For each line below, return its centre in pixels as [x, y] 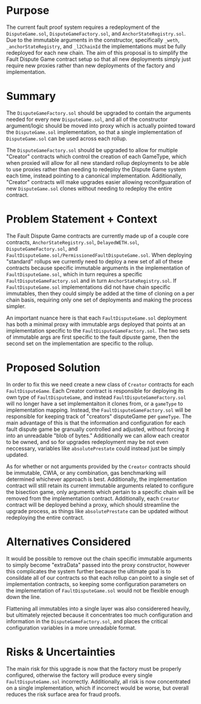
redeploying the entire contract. [45, 517]
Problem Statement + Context [82, 219]
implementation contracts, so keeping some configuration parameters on [96, 584]
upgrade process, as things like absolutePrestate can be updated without [97, 511]
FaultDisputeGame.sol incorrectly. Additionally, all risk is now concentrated [98, 681]
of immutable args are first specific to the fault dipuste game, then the [93, 337]
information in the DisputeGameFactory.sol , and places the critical [87, 621]
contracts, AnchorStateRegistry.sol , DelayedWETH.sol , [73, 242]
